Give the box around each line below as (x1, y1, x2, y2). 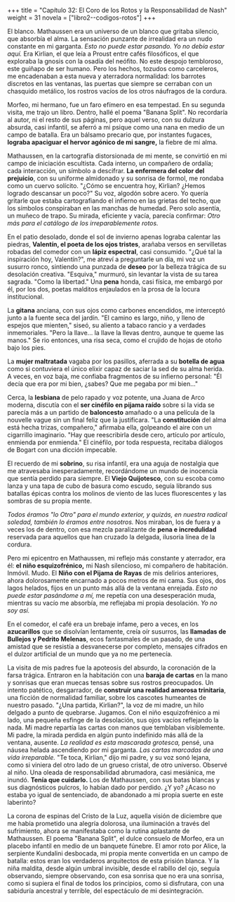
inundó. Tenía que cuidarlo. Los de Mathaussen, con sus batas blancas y (7, 776, 220, 784)
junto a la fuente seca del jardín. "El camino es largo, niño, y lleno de (7, 313, 205, 322)
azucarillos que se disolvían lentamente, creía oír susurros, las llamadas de (7, 627, 227, 636)
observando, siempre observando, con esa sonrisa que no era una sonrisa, (7, 872, 224, 879)
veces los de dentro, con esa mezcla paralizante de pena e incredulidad (7, 525, 217, 534)
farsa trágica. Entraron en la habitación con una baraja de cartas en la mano (7, 671, 228, 679)
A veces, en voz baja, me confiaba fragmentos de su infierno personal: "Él (7, 372, 222, 380)
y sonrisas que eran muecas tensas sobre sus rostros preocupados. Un (7, 679, 214, 687)
